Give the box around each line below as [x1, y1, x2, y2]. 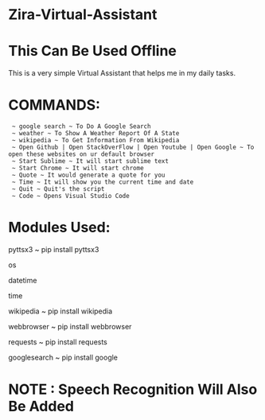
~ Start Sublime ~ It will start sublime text [11, 157, 170, 165]
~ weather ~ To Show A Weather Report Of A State [11, 130, 180, 138]
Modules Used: [8, 219, 111, 236]
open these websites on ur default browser [8, 150, 155, 158]
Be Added [8, 398, 74, 415]
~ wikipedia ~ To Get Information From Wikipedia [11, 137, 180, 145]
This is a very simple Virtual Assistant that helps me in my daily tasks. [8, 68, 236, 78]
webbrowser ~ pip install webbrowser [8, 322, 132, 331]
